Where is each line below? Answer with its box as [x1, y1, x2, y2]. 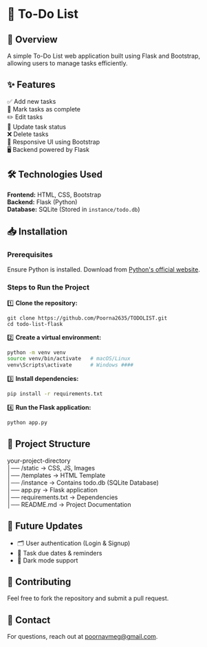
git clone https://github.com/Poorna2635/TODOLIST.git [7, 314, 168, 322]
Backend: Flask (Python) [7, 197, 78, 206]
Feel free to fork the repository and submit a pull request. [7, 594, 169, 602]
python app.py [7, 419, 48, 426]
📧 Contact [7, 614, 51, 626]
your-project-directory [7, 457, 71, 465]
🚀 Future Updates [7, 520, 83, 532]
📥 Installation [7, 226, 68, 238]
